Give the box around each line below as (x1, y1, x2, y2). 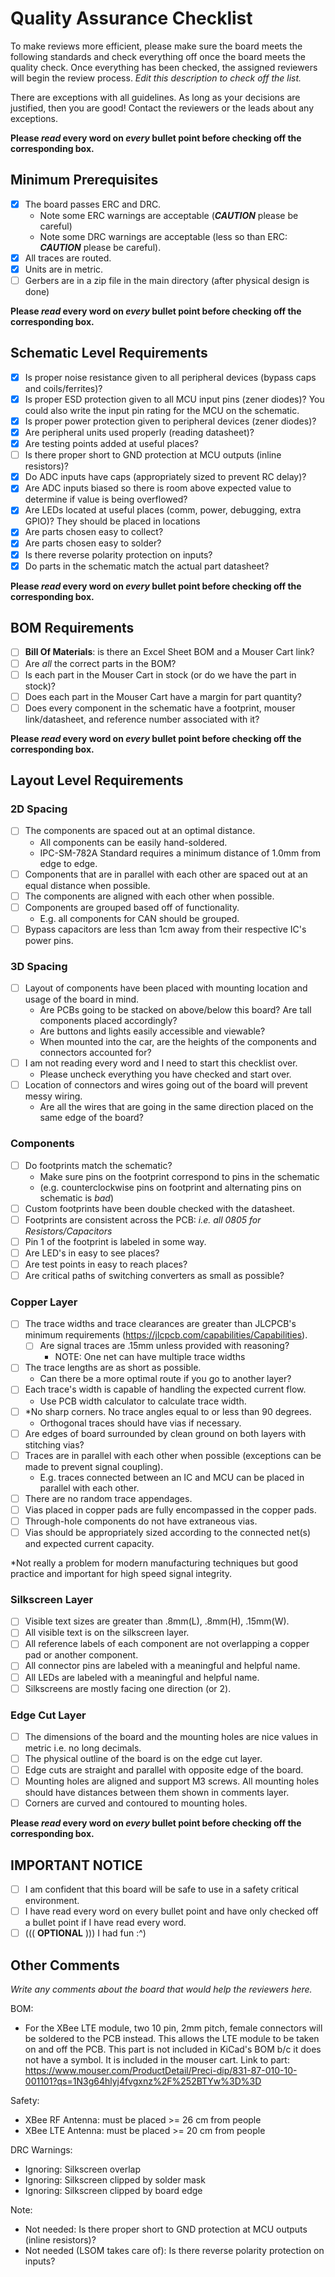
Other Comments (10, 1957, 120, 1974)
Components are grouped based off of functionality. (24, 901, 240, 913)
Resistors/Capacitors (24, 1225, 113, 1237)
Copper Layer (10, 1295, 78, 1309)
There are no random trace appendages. (24, 1492, 193, 1504)
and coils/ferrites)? (24, 382, 103, 394)
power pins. (24, 934, 74, 946)
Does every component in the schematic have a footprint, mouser (24, 702, 296, 714)
